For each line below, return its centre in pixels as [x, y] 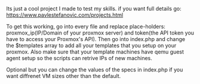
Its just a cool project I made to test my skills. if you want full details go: [94, 9]
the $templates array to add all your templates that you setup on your [91, 45]
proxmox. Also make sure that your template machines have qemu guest [95, 52]
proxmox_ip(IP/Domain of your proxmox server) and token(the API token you [100, 33]
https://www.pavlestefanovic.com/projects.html [65, 15]
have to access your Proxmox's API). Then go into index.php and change [96, 39]
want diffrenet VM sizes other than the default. [64, 76]
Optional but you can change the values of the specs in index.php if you [95, 70]
